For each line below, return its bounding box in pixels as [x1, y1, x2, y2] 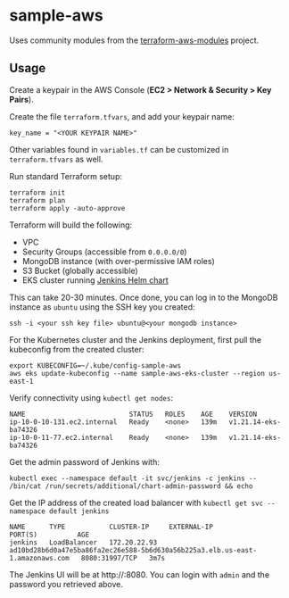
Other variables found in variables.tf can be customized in [9, 144, 229, 154]
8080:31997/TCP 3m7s [80, 553, 166, 562]
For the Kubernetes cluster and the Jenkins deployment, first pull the [9, 334, 261, 345]
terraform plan [9, 195, 66, 205]
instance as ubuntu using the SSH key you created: [9, 301, 195, 312]
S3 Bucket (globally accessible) [21, 265, 138, 276]
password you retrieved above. [9, 578, 123, 589]
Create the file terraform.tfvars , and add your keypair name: [9, 111, 235, 121]
